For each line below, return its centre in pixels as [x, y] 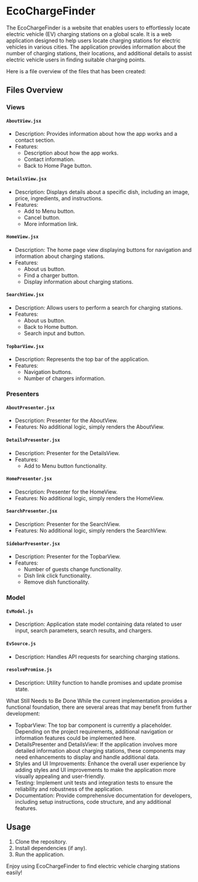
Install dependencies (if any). [51, 848]
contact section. [35, 140]
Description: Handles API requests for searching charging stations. [97, 657]
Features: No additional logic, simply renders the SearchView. [91, 531]
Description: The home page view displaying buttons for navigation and [103, 250]
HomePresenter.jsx [29, 479]
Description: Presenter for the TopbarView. [68, 557]
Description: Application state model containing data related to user [98, 624]
